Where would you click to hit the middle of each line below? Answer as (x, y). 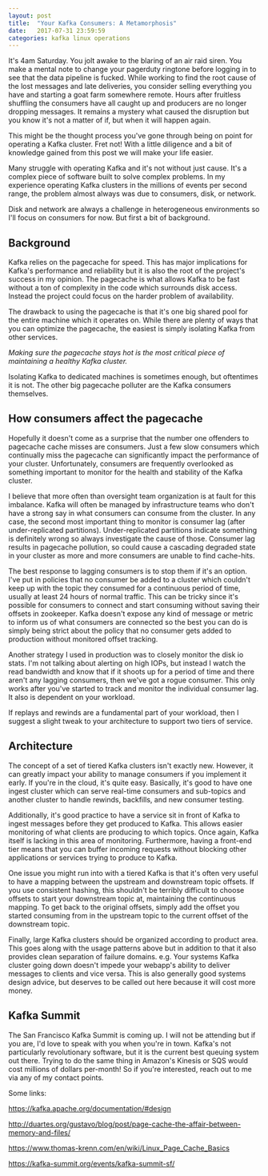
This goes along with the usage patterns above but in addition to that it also (132, 948)
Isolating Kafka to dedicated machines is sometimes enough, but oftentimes (133, 377)
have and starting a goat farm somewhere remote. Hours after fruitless (125, 95)
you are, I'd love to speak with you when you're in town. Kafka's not (120, 1043)
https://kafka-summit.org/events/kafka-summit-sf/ (92, 1163)
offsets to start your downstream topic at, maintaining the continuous (122, 898)
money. (21, 990)
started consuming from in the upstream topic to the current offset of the (128, 915)
